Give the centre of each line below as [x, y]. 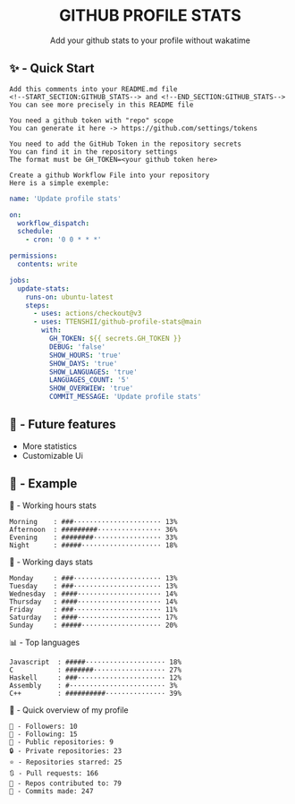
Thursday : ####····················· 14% [93, 601]
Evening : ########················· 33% [93, 537]
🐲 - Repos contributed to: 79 [66, 783]
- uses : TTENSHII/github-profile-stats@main [117, 322]
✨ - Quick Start [52, 68]
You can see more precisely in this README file [101, 105]
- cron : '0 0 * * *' [63, 240]
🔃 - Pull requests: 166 [54, 773]
